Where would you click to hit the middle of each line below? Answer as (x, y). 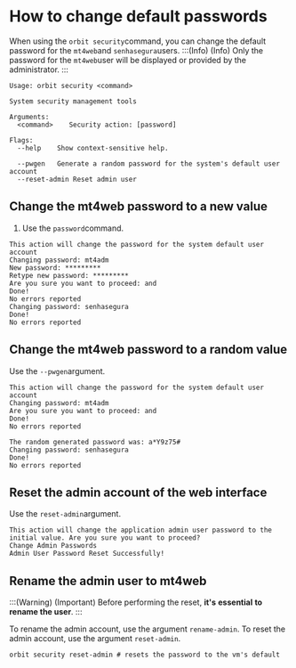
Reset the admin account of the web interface (138, 492)
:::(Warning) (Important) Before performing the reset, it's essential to (136, 602)
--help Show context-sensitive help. (93, 148)
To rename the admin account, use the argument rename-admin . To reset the (148, 629)
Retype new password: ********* (69, 275)
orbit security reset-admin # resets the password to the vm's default (144, 655)
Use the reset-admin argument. (65, 514)
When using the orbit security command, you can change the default (138, 41)
